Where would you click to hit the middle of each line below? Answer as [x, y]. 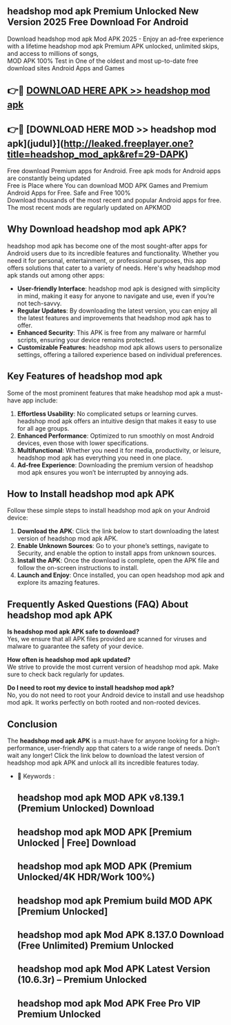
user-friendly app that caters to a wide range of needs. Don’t [134, 748]
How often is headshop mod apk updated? [69, 660]
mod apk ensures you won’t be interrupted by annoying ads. [103, 472]
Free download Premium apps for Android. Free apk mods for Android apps [114, 171]
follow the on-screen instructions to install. [78, 568]
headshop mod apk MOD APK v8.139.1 [100, 798]
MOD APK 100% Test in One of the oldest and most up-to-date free [103, 61]
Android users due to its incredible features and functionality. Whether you [113, 253]
